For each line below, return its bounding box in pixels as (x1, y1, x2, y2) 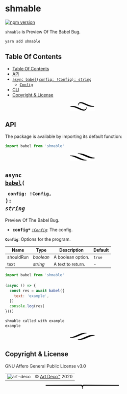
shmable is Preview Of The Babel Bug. (5, 29, 81, 34)
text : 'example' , (14, 294, 50, 298)
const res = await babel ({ (9, 288, 65, 293)
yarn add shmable (5, 39, 41, 44)
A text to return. (53, 261, 85, 267)
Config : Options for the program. (5, 236, 71, 242)
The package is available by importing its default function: (5, 133, 123, 139)
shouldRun (7, 254, 29, 260)
